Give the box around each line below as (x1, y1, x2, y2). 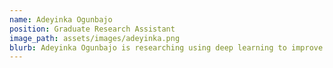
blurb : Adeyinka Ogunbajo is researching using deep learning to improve (9, 42, 324, 53)
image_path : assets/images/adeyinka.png (9, 33, 181, 43)
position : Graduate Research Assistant (9, 24, 176, 34)
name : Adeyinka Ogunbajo (9, 14, 113, 25)
